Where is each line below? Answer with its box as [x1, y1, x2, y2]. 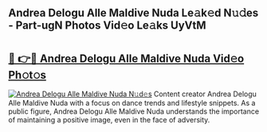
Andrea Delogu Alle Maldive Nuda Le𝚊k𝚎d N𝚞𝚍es [8, 6, 259, 20]
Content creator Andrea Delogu [153, 89, 257, 99]
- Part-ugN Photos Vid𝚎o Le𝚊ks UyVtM [8, 19, 206, 33]
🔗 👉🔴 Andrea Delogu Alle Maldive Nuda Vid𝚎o [8, 52, 245, 65]
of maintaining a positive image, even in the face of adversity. [8, 115, 210, 124]
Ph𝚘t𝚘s [8, 68, 46, 82]
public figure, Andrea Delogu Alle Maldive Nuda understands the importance [8, 107, 260, 116]
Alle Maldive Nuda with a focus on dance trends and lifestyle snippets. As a [8, 99, 256, 107]
